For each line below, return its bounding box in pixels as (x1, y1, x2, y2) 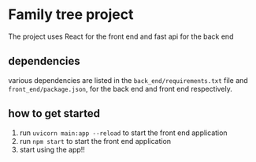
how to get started (8, 107, 101, 120)
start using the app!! (19, 145, 85, 154)
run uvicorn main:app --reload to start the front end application (19, 128, 228, 138)
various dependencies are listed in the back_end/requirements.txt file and (8, 75, 248, 85)
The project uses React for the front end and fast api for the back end (8, 32, 234, 41)
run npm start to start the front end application (19, 136, 172, 145)
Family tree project (8, 6, 134, 24)
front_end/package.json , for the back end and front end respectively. (8, 84, 232, 93)
